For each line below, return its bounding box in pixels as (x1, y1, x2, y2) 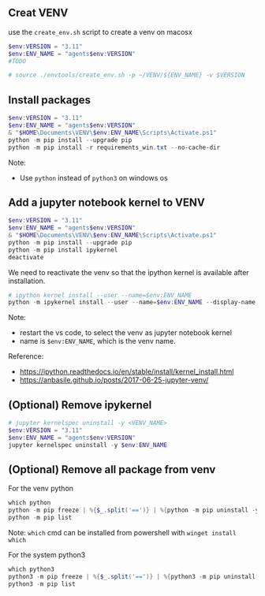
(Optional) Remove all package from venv (8, 463, 216, 476)
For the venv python (8, 484, 73, 494)
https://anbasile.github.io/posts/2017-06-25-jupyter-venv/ (19, 375, 209, 385)
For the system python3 (8, 550, 86, 560)
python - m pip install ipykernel (8, 246, 118, 254)
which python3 (8, 565, 55, 574)
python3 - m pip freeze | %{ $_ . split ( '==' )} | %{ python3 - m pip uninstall (8, 572, 256, 580)
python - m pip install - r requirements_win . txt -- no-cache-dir (8, 143, 221, 151)
